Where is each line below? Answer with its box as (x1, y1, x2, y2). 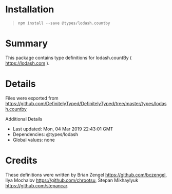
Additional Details (5, 115, 43, 122)
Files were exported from (5, 95, 59, 101)
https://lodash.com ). (5, 60, 50, 66)
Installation (5, 4, 54, 15)
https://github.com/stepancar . (5, 182, 69, 188)
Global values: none (12, 137, 55, 143)
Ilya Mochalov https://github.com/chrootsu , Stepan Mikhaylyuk (5, 177, 139, 183)
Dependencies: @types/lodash (12, 131, 79, 137)
